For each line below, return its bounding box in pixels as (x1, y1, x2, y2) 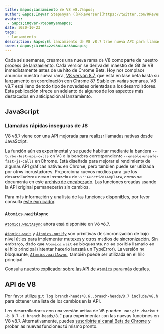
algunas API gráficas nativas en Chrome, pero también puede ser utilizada (5, 163, 154, 169)
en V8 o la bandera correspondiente (50, 153, 123, 159)
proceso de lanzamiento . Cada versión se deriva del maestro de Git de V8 (5, 62, 154, 68)
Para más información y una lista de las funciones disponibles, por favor (5, 194, 150, 200)
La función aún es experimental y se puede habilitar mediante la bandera (5, 148, 152, 154)
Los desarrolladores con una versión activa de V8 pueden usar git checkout (5, 308, 159, 313)
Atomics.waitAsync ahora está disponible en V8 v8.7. (5, 221, 111, 227)
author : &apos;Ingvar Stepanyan (5, 12, 71, 17)
